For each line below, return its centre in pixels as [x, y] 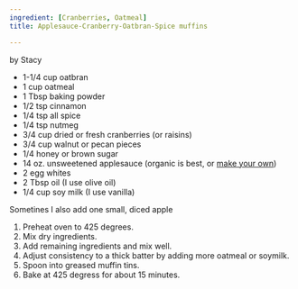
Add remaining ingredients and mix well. [97, 246]
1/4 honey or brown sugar [70, 153]
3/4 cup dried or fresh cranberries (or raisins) [107, 134]
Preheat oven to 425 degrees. [78, 227]
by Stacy [26, 59]
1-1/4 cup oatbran [55, 77]
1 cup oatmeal [48, 86]
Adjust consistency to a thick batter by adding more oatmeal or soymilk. [156, 255]
